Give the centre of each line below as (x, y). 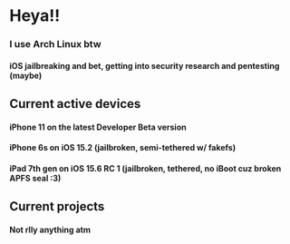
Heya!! (35, 16)
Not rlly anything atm (50, 229)
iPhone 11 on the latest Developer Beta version (98, 127)
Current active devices (75, 104)
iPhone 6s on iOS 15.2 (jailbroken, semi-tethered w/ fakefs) (123, 148)
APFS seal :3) (35, 178)
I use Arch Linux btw (55, 44)
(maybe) (26, 75)
